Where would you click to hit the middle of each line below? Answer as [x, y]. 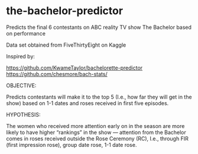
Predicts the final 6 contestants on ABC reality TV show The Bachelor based [99, 27]
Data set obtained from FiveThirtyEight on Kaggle [66, 45]
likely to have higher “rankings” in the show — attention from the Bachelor [96, 132]
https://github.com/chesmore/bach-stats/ [57, 74]
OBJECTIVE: [21, 85]
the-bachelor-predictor [64, 11]
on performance [26, 33]
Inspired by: [21, 56]
